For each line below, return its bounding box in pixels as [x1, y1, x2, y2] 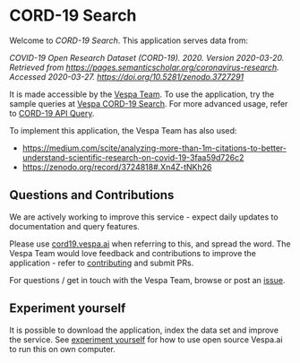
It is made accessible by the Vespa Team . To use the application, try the [9, 89, 275, 99]
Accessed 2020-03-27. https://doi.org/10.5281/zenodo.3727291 [9, 71, 244, 82]
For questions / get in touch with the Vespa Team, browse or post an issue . [9, 274, 286, 285]
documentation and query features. [9, 220, 141, 231]
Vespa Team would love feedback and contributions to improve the [9, 247, 257, 258]
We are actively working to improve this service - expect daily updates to [9, 212, 279, 222]
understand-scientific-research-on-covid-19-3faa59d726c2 [21, 151, 244, 162]
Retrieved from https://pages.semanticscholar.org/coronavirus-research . [9, 62, 279, 73]
